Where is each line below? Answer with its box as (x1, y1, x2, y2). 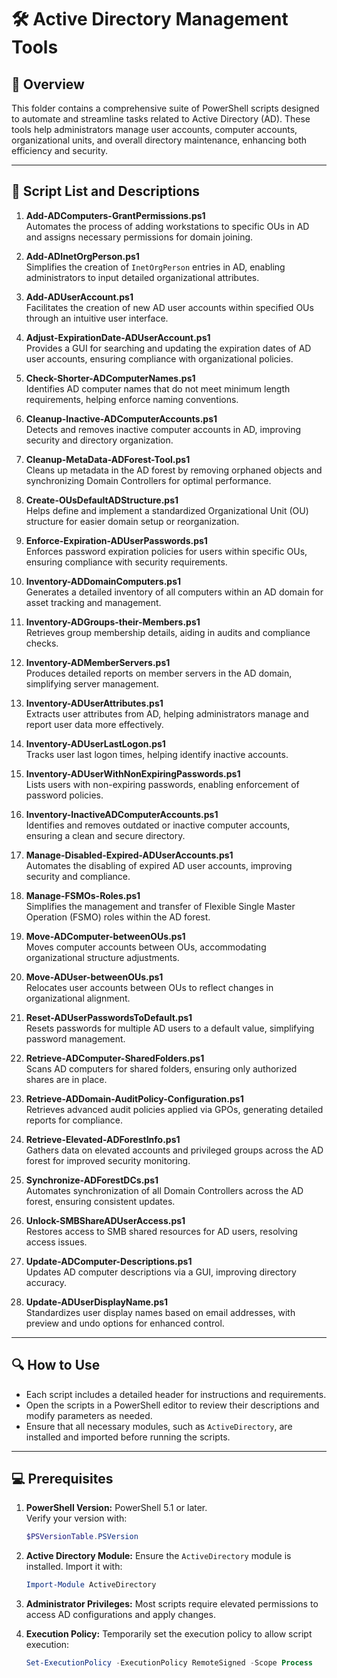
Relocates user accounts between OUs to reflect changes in (25, 981, 274, 993)
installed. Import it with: (25, 1561, 123, 1573)
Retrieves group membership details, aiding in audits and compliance (25, 626, 311, 638)
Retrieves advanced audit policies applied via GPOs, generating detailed (25, 1103, 324, 1115)
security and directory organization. (25, 434, 174, 446)
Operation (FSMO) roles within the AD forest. (25, 911, 211, 923)
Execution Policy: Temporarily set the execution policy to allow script (25, 1628, 313, 1640)
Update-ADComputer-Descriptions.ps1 (25, 1255, 193, 1267)
